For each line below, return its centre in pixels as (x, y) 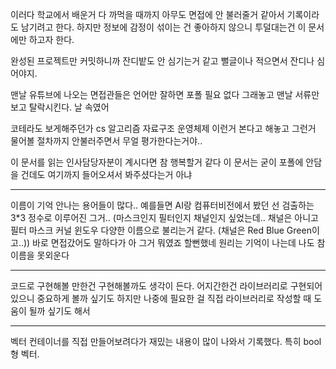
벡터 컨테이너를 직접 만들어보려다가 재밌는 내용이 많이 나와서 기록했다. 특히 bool (166, 341)
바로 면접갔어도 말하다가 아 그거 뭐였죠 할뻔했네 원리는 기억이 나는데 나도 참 (179, 242)
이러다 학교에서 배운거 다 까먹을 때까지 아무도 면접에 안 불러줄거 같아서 (147, 14)
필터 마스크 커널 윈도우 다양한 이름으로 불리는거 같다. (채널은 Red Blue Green (161, 230)
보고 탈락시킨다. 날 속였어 (60, 107)
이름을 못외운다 (40, 255)
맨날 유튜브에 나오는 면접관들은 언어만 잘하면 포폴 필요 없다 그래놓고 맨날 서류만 (165, 94)
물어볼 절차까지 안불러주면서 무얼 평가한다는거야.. (106, 141)
